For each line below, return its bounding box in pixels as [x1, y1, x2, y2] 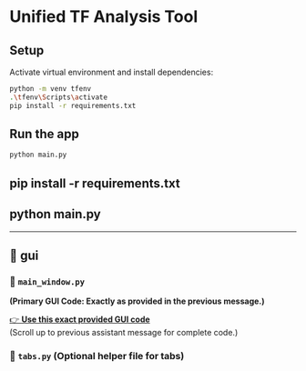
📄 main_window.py [9, 275, 85, 287]
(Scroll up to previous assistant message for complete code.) [9, 327, 239, 338]
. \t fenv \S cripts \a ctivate [9, 93, 107, 102]
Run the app [9, 126, 79, 142]
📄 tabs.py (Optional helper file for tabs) [9, 350, 185, 363]
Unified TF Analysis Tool [9, 6, 199, 27]
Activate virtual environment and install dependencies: [9, 66, 214, 77]
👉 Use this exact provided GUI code [9, 314, 150, 325]
